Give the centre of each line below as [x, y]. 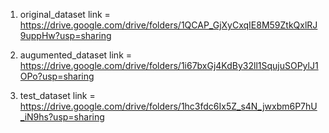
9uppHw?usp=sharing [65, 35]
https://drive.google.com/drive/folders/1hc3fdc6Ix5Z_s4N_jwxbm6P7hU [168, 106]
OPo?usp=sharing [57, 76]
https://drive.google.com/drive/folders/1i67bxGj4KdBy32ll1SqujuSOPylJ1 [169, 65]
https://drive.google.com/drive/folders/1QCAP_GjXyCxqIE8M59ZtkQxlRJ [168, 25]
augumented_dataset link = [76, 55]
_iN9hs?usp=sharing [62, 117]
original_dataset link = [65, 14]
